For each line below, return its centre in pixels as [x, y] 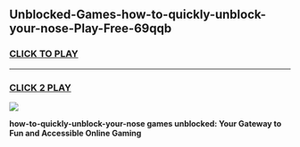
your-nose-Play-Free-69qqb [91, 29]
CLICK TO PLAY [44, 54]
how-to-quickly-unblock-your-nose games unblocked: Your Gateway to [146, 123]
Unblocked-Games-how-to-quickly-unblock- [137, 15]
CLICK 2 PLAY [40, 87]
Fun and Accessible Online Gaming [75, 133]
